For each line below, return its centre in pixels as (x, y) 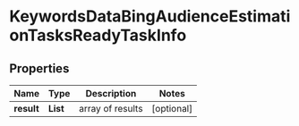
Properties (39, 68)
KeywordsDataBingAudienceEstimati (150, 17)
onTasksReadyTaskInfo (98, 35)
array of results (111, 109)
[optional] (172, 109)
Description (111, 93)
